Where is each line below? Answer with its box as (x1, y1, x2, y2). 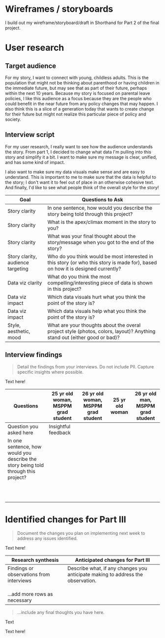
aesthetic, (7, 328, 30, 334)
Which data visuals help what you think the (47, 307, 146, 314)
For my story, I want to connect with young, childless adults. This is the (5, 75, 149, 81)
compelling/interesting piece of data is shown (47, 279, 153, 286)
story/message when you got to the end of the (47, 239, 154, 246)
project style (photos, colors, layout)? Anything (47, 328, 156, 334)
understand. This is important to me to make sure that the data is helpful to (5, 174, 156, 180)
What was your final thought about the (47, 232, 136, 239)
